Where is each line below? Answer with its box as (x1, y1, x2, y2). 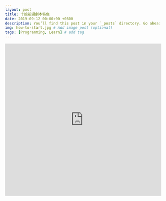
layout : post (5, 7, 32, 12)
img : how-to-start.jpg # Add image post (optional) (5, 25, 113, 30)
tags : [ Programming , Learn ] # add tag (5, 30, 84, 35)
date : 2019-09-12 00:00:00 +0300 (5, 16, 73, 21)
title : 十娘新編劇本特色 (5, 12, 50, 17)
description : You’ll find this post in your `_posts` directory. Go (5, 21, 148, 26)
